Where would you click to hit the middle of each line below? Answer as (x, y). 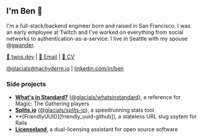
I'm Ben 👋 (25, 11)
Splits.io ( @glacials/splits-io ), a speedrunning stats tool (85, 110)
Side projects (26, 84)
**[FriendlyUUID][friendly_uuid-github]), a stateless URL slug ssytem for (106, 117)
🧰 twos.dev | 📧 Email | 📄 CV (40, 57)
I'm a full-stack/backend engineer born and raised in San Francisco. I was (98, 25)
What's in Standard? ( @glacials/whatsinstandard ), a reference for (98, 97)
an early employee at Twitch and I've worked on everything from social (95, 32)
